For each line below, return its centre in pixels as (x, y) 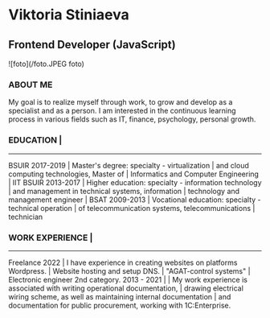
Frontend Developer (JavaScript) (92, 45)
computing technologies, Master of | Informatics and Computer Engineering (134, 174)
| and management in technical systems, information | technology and (124, 191)
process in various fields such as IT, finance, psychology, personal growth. (132, 119)
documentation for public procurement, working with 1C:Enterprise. (120, 305)
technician (26, 217)
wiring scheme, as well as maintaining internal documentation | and (120, 296)
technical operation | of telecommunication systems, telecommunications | (132, 208)
